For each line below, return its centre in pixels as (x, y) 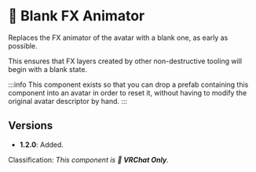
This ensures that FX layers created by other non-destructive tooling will (125, 61)
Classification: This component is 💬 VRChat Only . (88, 159)
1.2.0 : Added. (42, 145)
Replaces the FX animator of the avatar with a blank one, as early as (118, 38)
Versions (31, 125)
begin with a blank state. (48, 69)
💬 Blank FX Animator (77, 16)
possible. (23, 45)
